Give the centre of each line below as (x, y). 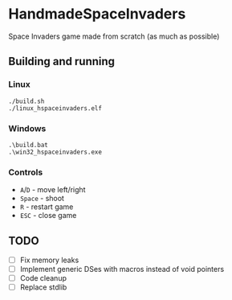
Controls (26, 172)
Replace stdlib (43, 287)
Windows (27, 128)
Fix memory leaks (49, 260)
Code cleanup (43, 278)
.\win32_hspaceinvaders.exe (55, 152)
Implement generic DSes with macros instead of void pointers (122, 269)
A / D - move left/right (53, 190)
